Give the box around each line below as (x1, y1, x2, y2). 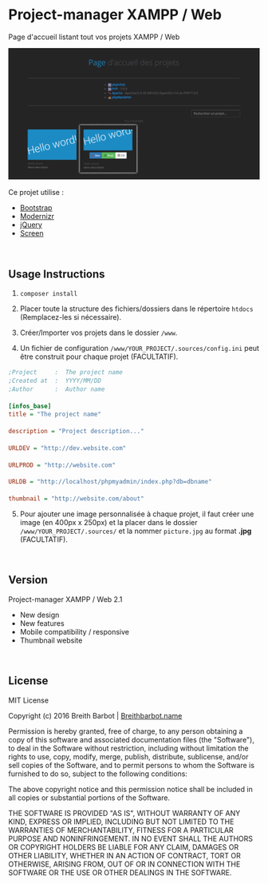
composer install (19, 290, 78, 298)
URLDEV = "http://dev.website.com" (8, 444, 127, 452)
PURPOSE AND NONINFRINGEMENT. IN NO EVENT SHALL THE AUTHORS (8, 834, 254, 843)
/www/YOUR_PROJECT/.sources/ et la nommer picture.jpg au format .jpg (19, 526, 252, 536)
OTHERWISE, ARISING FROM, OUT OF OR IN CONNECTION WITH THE (8, 859, 241, 869)
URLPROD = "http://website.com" (8, 461, 116, 469)
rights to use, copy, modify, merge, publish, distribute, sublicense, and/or (8, 751, 249, 761)
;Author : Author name (8, 385, 105, 393)
